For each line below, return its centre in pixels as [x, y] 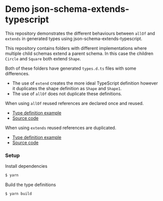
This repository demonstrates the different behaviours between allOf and [80, 33]
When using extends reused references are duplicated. [61, 128]
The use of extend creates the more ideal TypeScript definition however [85, 83]
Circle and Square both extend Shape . [43, 58]
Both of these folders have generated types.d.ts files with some [71, 68]
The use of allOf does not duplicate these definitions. [67, 94]
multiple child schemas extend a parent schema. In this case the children [79, 53]
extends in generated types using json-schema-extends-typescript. [74, 39]
